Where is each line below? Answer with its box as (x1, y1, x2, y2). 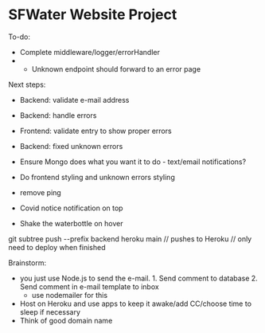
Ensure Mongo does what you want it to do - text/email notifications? (19, 157, 247, 166)
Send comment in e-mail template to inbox (19, 281, 159, 292)
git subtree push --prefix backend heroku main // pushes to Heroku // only (8, 233, 252, 244)
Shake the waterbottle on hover (19, 218, 123, 228)
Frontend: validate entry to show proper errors (19, 126, 173, 135)
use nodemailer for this (31, 290, 108, 300)
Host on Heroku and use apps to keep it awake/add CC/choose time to (19, 299, 252, 308)
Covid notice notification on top (19, 203, 123, 213)
